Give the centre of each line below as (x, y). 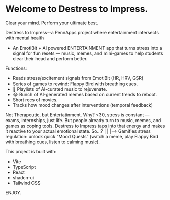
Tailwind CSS (26, 183)
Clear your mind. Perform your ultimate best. (52, 23)
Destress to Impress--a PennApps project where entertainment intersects (82, 32)
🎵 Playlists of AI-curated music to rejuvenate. (60, 89)
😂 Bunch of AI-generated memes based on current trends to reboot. (85, 94)
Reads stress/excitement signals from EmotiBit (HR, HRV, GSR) (78, 78)
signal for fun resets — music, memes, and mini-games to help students (88, 53)
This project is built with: (31, 151)
